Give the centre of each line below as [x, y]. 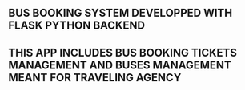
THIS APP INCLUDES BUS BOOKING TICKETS [123, 52]
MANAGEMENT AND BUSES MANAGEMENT [120, 65]
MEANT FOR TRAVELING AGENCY [95, 78]
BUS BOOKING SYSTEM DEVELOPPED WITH [120, 13]
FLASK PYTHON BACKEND [77, 26]
